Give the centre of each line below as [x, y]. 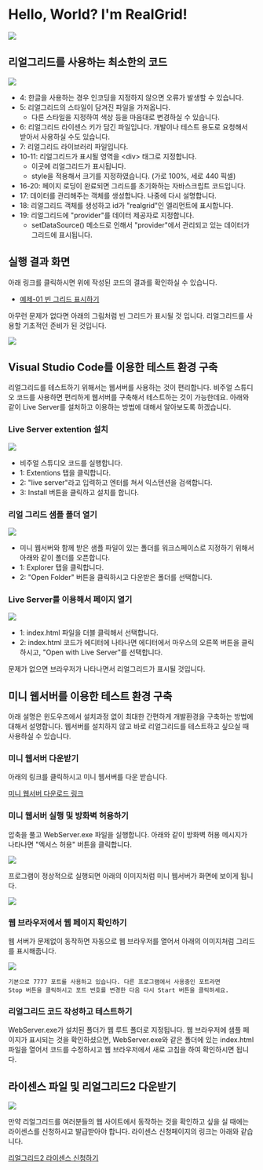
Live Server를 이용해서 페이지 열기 [70, 600]
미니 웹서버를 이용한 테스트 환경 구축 [90, 696]
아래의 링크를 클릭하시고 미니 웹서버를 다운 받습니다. [88, 777]
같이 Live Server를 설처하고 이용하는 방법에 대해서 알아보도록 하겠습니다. [120, 407]
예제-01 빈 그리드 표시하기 [59, 299]
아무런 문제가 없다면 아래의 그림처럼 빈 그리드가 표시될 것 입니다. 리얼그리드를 [126, 315]
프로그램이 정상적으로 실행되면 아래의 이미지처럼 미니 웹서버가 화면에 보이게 [124, 876]
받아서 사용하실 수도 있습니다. [65, 137]
